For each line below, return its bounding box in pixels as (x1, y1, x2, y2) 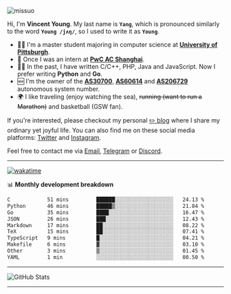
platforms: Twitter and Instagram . (7, 134, 102, 141)
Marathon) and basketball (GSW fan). (16, 103, 123, 110)
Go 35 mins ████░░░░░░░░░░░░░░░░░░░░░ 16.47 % (7, 209, 205, 216)
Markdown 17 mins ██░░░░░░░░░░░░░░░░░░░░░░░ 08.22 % (7, 222, 205, 229)
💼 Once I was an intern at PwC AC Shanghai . (16, 55, 145, 63)
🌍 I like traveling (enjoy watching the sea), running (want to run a (16, 93, 203, 101)
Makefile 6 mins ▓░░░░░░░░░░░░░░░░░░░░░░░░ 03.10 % (7, 241, 205, 248)
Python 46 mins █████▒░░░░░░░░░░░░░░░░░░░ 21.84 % (7, 202, 205, 209)
